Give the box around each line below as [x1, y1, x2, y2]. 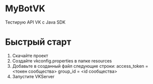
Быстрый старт [5, 36, 71, 48]
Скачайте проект [12, 53, 48, 58]
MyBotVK [5, 3, 46, 14]
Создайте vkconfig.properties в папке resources [12, 57, 112, 64]
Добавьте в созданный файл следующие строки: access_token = [12, 63, 149, 69]
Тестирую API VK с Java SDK [5, 19, 65, 25]
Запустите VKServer [12, 73, 55, 79]
